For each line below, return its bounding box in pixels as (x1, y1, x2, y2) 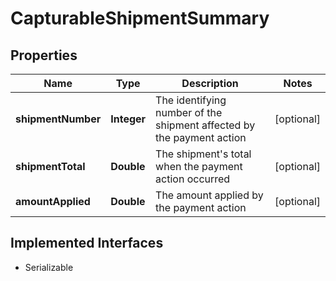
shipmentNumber (15, 112, 102, 126)
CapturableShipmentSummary (10, 7, 270, 30)
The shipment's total (155, 147, 252, 161)
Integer (110, 112, 147, 126)
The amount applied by (155, 188, 264, 202)
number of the (155, 106, 223, 119)
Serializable (24, 261, 74, 273)
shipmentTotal (15, 160, 86, 173)
